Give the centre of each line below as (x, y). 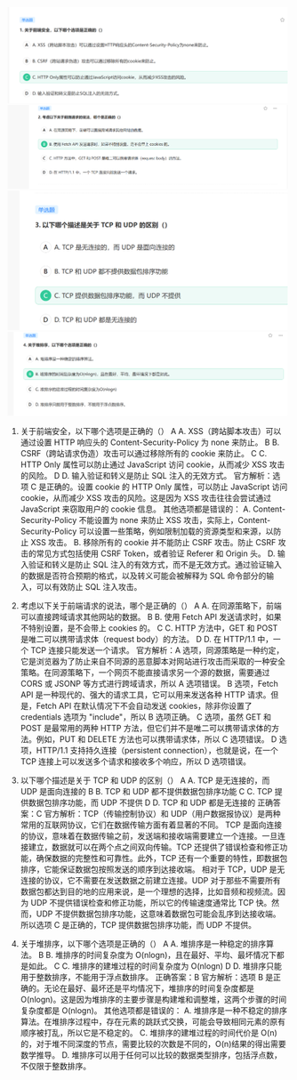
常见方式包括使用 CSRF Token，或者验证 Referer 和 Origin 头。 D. (156, 553)
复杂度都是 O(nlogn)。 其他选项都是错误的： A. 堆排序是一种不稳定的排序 (154, 1011)
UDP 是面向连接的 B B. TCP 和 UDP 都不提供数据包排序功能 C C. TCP (146, 792)
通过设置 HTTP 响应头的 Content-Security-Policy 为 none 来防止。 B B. (150, 442)
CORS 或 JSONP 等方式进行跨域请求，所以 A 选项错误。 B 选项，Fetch (149, 684)
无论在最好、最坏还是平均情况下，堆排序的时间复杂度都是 (149, 988)
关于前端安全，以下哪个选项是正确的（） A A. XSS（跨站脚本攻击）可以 (151, 431)
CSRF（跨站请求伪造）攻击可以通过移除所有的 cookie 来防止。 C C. (144, 454)
